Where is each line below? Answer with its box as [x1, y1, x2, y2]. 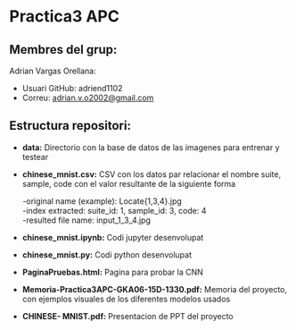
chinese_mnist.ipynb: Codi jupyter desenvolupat [21, 232, 204, 242]
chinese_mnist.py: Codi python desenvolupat [21, 249, 192, 260]
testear [21, 151, 49, 162]
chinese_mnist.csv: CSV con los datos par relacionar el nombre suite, [21, 168, 282, 180]
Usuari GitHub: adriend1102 [21, 83, 123, 93]
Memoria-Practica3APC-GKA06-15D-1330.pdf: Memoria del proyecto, [21, 283, 288, 294]
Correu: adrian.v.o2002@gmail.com [21, 92, 154, 103]
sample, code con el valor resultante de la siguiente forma [21, 178, 236, 189]
